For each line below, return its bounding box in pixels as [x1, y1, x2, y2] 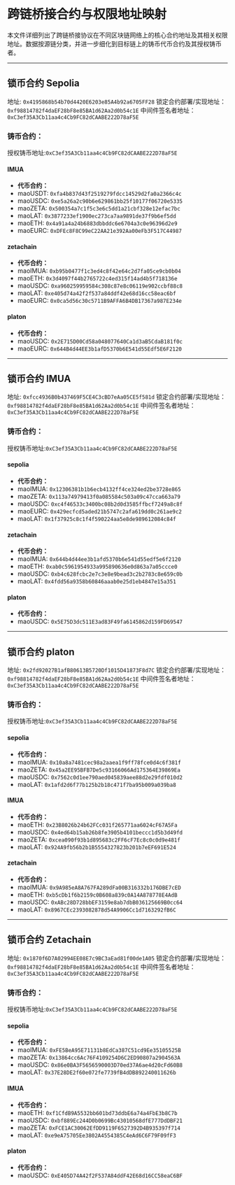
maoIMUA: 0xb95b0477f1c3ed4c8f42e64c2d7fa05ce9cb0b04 [17, 267, 182, 275]
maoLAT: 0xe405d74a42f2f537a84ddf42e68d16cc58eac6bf [17, 289, 176, 297]
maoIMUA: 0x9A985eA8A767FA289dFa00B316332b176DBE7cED [17, 883, 182, 892]
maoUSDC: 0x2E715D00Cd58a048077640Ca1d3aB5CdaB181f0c [17, 336, 183, 345]
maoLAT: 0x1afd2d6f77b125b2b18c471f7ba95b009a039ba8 [17, 780, 176, 788]
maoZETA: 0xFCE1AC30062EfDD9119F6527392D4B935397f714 [17, 1123, 180, 1132]
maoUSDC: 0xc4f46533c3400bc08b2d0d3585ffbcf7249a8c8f [17, 499, 183, 508]
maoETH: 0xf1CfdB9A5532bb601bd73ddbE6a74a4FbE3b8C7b [17, 1108, 178, 1116]
